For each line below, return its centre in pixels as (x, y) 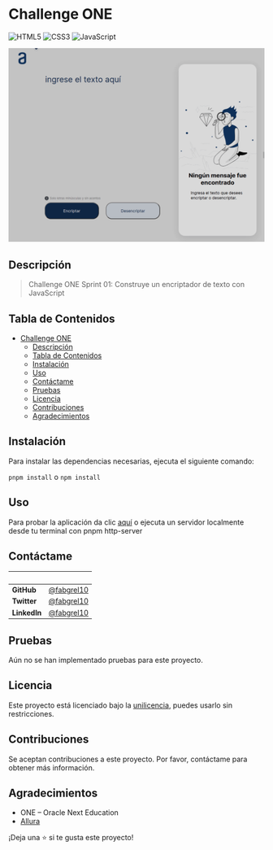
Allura (30, 822)
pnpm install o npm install (54, 477)
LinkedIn (27, 612)
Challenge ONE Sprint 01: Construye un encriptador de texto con (136, 285)
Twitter (24, 601)
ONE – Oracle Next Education (69, 813)
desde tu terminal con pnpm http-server (76, 530)
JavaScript (46, 293)
